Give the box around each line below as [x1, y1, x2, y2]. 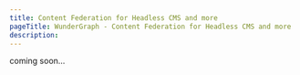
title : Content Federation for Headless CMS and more [9, 13, 219, 23]
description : [9, 30, 59, 39]
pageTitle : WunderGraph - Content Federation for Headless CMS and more [9, 22, 292, 31]
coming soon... [9, 56, 66, 67]
